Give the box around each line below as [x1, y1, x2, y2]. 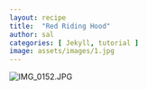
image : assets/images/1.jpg [9, 47, 115, 56]
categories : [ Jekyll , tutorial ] [9, 38, 140, 48]
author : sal [9, 30, 54, 39]
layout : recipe [9, 13, 67, 22]
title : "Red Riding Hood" [9, 22, 111, 31]
